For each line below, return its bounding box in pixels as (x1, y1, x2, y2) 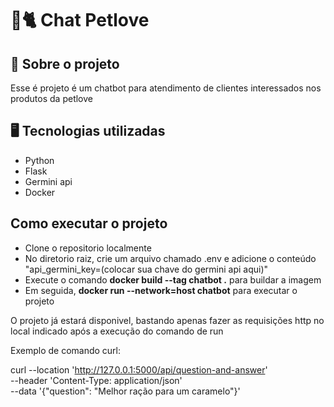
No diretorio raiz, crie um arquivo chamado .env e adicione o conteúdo (24, 252, 317, 264)
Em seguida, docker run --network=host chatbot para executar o (24, 284, 298, 296)
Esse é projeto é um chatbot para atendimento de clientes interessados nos (10, 82, 322, 94)
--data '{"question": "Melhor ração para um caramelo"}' (10, 385, 241, 397)
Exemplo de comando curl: (10, 344, 122, 356)
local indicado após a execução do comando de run (10, 325, 224, 337)
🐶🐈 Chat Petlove (10, 9, 150, 32)
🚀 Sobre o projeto (10, 55, 120, 72)
